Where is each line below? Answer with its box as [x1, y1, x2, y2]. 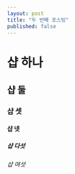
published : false [7, 23, 57, 30]
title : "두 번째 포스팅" [7, 17, 70, 23]
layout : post [7, 10, 44, 17]
